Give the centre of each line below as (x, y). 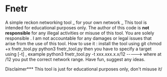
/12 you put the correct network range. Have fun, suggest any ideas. (75, 59)
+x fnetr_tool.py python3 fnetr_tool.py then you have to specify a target (79, 49)
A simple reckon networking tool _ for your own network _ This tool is (76, 22)
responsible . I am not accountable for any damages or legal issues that (79, 38)
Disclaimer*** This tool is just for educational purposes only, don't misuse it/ (84, 69)
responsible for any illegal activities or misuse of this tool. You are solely (80, 33)
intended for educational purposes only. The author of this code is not (77, 27)
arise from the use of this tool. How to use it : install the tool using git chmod (83, 43)
